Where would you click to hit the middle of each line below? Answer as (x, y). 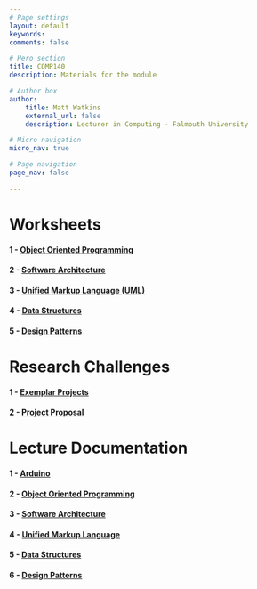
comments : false (39, 42)
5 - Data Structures (45, 555)
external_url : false (63, 116)
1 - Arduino (30, 473)
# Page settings (39, 17)
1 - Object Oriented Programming (71, 249)
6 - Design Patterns (46, 576)
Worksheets (56, 224)
